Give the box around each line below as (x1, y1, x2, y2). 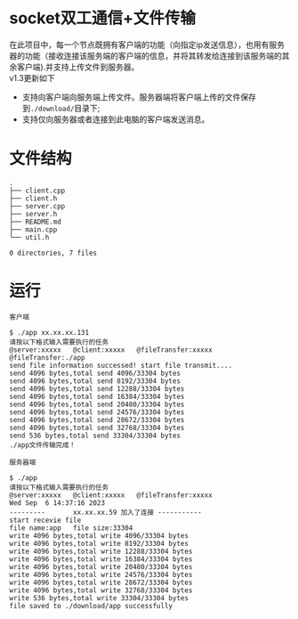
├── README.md (9, 217, 62, 226)
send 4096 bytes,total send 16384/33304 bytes (9, 392, 185, 401)
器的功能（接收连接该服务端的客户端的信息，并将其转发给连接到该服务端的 (9, 50, 282, 61)
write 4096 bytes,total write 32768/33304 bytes (9, 585, 193, 595)
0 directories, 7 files (9, 248, 98, 257)
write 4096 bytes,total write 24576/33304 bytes (9, 570, 193, 579)
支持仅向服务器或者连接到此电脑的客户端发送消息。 (21, 113, 210, 125)
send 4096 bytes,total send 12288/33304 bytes (9, 384, 185, 393)
